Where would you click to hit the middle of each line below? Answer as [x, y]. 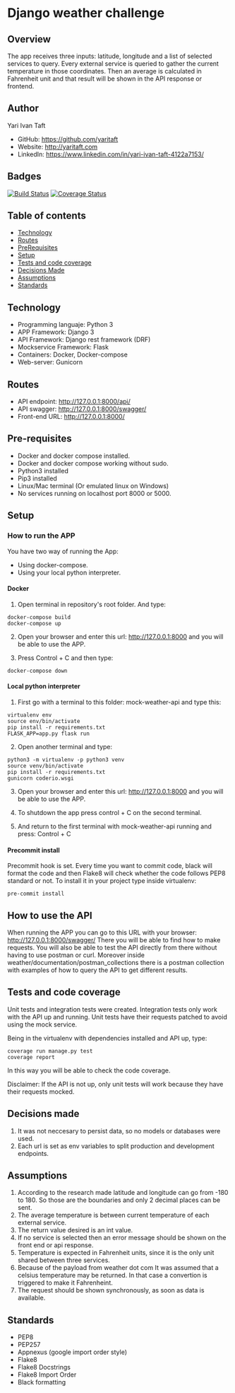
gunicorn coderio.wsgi [41, 778]
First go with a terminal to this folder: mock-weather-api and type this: [119, 702]
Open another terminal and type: [65, 746]
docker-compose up [34, 623]
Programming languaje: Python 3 [65, 325]
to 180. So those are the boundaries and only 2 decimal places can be [119, 1200]
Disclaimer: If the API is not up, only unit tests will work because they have [115, 1084]
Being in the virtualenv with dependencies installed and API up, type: [107, 1038]
